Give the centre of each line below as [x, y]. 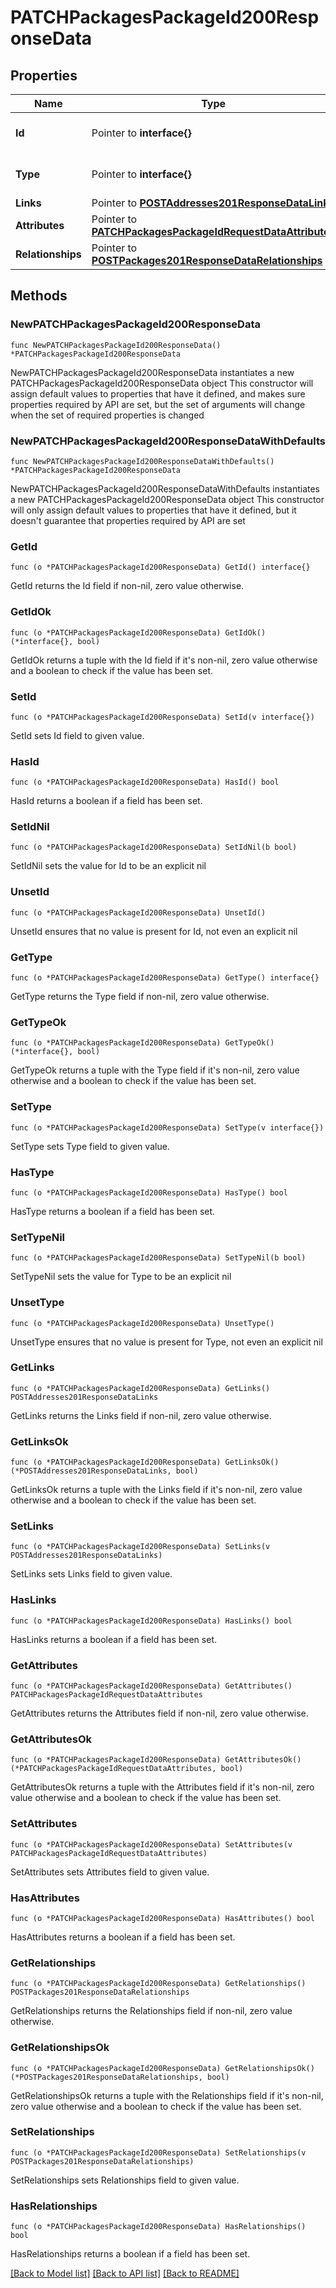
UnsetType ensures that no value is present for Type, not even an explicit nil [166, 1342]
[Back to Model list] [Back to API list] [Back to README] [125, 2273]
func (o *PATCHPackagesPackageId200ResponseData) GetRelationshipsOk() [162, 2068]
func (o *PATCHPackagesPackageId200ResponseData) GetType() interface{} [165, 978]
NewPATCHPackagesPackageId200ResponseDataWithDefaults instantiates [165, 488]
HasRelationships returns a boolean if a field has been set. [130, 2254]
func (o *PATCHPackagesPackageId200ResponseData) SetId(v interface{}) [162, 717]
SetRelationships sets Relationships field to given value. [125, 2180]
